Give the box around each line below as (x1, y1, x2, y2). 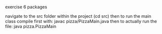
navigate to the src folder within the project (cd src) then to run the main (5, 13, 152, 19)
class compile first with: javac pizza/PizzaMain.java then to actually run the (5, 19, 158, 24)
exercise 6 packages (5, 4, 48, 10)
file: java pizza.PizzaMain (5, 23, 57, 29)
